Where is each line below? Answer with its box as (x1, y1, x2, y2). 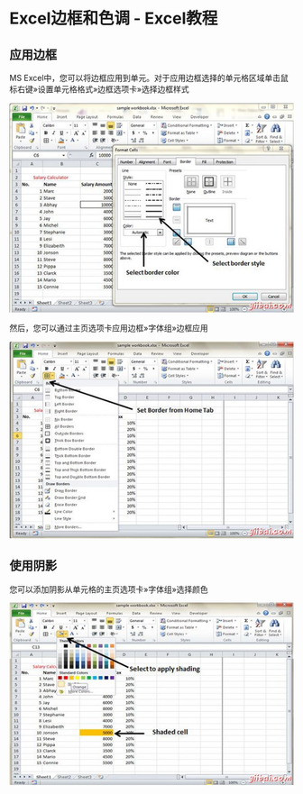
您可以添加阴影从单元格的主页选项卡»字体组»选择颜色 (9, 583, 209, 595)
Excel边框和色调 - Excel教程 (9, 8, 218, 29)
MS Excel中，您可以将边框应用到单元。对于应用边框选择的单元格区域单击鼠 (9, 73, 289, 83)
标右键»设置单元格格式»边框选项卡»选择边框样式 (9, 84, 189, 95)
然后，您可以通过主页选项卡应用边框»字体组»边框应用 (9, 322, 209, 333)
